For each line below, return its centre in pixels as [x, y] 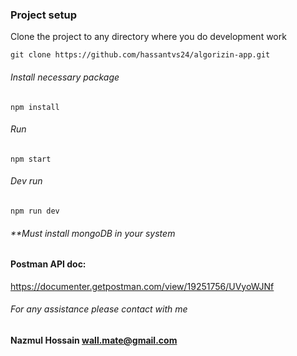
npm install [35, 107]
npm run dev [35, 211]
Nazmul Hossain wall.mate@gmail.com [94, 340]
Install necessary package [65, 77]
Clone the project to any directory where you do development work [148, 37]
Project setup [43, 15]
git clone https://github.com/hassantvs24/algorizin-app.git [140, 55]
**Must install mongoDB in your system [93, 233]
